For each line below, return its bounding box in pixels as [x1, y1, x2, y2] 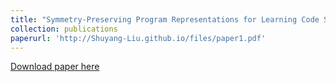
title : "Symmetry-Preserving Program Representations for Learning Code [10, 14, 320, 25]
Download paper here [10, 61, 100, 73]
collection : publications [10, 24, 118, 34]
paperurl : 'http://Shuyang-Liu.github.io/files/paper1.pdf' [10, 33, 267, 43]
